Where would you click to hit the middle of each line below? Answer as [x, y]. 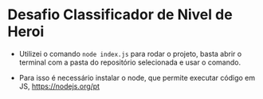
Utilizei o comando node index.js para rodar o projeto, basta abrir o [130, 53]
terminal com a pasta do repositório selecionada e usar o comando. [130, 62]
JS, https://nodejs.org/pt [59, 86]
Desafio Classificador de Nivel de [120, 15]
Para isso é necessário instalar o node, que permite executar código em [137, 77]
